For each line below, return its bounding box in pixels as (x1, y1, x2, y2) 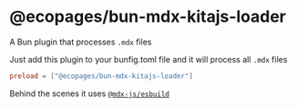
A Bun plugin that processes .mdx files (9, 36, 152, 47)
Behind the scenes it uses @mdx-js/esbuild (9, 88, 170, 99)
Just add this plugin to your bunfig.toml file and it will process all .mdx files (9, 54, 288, 64)
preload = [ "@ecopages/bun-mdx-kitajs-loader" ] (9, 71, 194, 81)
